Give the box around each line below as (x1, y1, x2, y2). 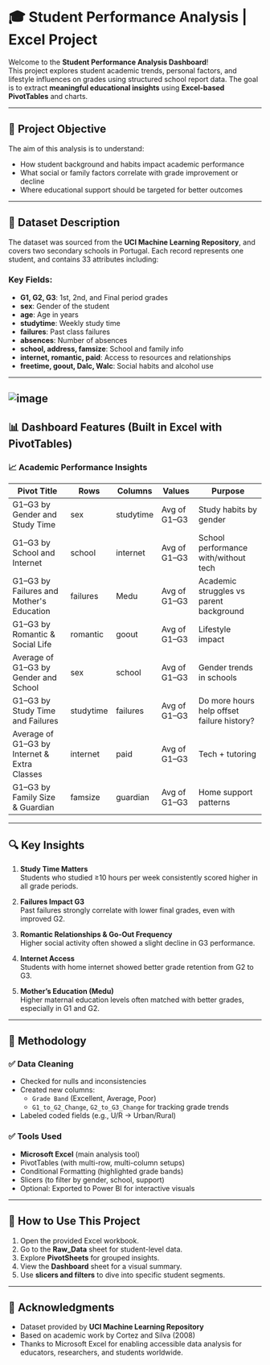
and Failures (12, 715, 59, 726)
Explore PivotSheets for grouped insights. (19, 1252, 160, 1262)
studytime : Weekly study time (19, 318, 121, 328)
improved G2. (19, 913, 66, 923)
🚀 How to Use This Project (8, 1214, 141, 1228)
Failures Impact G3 (19, 897, 85, 906)
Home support (198, 786, 253, 798)
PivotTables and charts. (8, 91, 88, 101)
